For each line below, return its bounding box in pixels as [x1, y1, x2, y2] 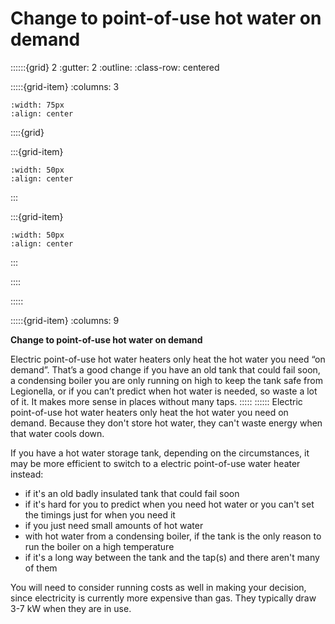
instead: [10, 468, 44, 480]
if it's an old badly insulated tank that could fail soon [24, 487, 240, 499]
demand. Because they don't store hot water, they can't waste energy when [10, 417, 323, 429]
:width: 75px [10, 100, 65, 110]
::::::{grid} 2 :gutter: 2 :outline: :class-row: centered [10, 61, 220, 73]
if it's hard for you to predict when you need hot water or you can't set [24, 498, 315, 510]
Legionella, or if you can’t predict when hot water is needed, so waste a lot [10, 385, 318, 397]
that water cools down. [10, 427, 105, 439]
